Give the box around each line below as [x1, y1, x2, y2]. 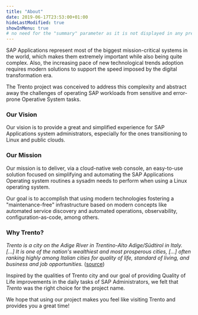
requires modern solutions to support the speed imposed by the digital [6, 65, 177, 73]
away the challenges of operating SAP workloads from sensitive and [6, 90, 172, 97]
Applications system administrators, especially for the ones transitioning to [6, 130, 187, 137]
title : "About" [6, 8, 44, 15]
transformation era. [6, 72, 53, 79]
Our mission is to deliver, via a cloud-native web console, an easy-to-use [6, 165, 183, 172]
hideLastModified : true [6, 19, 65, 25]
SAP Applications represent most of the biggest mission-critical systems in [6, 47, 188, 54]
